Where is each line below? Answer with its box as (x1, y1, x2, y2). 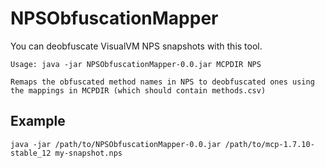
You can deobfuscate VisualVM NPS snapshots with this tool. (10, 40, 263, 52)
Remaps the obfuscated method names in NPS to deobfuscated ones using (10, 77, 315, 87)
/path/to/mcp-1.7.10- (224, 139, 315, 149)
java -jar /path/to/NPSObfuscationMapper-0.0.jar (10, 139, 222, 149)
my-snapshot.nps (54, 148, 123, 158)
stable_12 (10, 148, 52, 158)
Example (10, 113, 66, 130)
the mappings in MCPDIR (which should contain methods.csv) (10, 85, 267, 96)
